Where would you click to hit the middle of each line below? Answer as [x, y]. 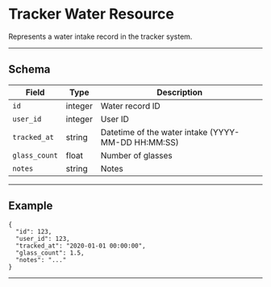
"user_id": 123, [43, 238]
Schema [29, 70]
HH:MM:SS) [156, 142]
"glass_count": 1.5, [50, 253]
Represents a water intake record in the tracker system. [100, 36]
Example [31, 206]
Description [180, 92]
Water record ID [131, 106]
